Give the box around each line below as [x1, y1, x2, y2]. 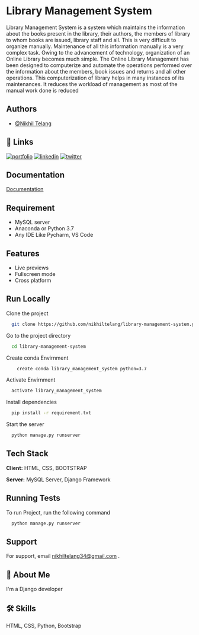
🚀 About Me [6, 570, 50, 580]
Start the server [6, 421, 44, 428]
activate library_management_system [11, 388, 102, 394]
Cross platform [14, 277, 52, 284]
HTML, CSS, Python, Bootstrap [6, 622, 82, 629]
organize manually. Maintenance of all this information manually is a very [6, 43, 184, 50]
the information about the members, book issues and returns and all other [6, 68, 187, 75]
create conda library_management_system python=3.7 [17, 366, 147, 372]
